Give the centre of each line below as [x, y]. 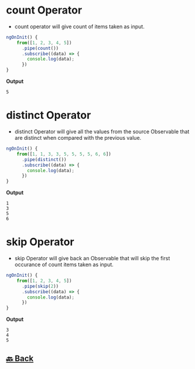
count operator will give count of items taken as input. [79, 26]
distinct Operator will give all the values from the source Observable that [102, 132]
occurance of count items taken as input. [64, 264]
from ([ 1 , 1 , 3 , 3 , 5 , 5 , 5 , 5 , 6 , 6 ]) [64, 154]
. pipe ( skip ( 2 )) [40, 286]
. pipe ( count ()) [40, 48]
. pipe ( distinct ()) [44, 159]
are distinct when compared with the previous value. [78, 138]
